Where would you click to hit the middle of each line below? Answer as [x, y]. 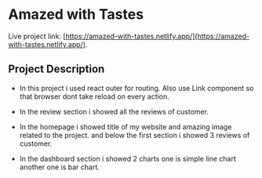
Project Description [56, 69]
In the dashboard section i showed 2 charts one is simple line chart [128, 158]
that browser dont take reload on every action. [95, 96]
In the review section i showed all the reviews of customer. [114, 111]
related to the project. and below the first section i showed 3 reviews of [135, 135]
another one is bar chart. [60, 167]
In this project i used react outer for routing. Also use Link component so [136, 88]
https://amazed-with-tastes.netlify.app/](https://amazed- [157, 36]
